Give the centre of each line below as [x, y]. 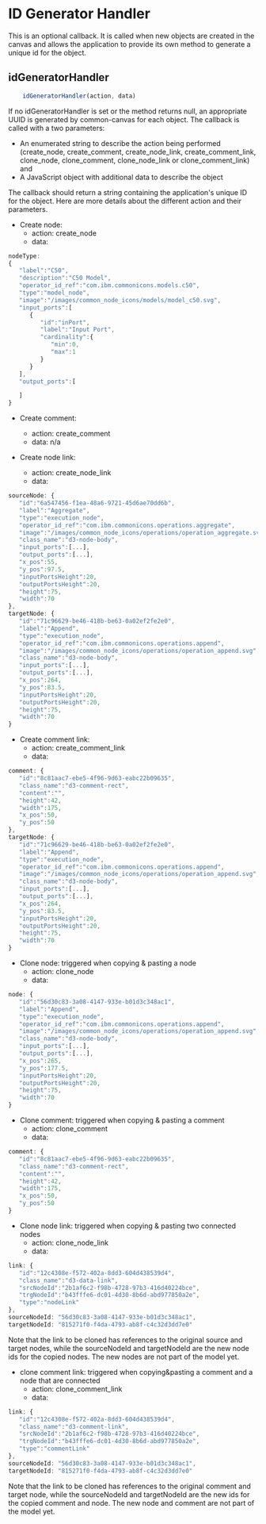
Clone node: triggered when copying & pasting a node [108, 963]
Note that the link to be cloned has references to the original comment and [130, 1486]
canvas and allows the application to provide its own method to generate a [129, 44]
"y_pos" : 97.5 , [42, 569]
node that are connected [60, 1380]
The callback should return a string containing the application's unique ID [128, 192]
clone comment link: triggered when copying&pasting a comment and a [136, 1372]
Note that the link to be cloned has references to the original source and [125, 1340]
